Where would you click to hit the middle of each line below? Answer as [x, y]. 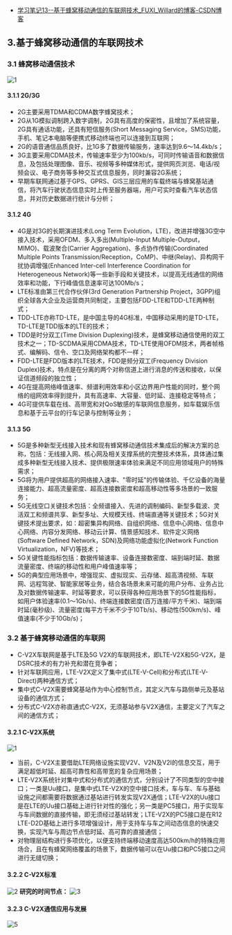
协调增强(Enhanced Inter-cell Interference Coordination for [107, 266]
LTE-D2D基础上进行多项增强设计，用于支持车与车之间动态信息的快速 [115, 823]
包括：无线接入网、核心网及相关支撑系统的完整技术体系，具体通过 [124, 454]
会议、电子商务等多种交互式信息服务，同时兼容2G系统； [103, 172]
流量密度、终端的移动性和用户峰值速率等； [78, 567]
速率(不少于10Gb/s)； [54, 618]
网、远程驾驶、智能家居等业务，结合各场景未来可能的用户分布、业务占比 [120, 584]
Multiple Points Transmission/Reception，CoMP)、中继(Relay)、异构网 [118, 257]
